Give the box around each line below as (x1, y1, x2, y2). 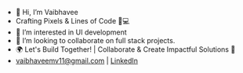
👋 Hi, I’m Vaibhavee (15, 8, 78, 16)
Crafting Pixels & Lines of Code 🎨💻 (15, 16, 130, 25)
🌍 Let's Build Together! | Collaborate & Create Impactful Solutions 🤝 (15, 45, 236, 54)
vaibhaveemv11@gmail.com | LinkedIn (15, 56, 139, 65)
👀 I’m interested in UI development (15, 27, 127, 37)
